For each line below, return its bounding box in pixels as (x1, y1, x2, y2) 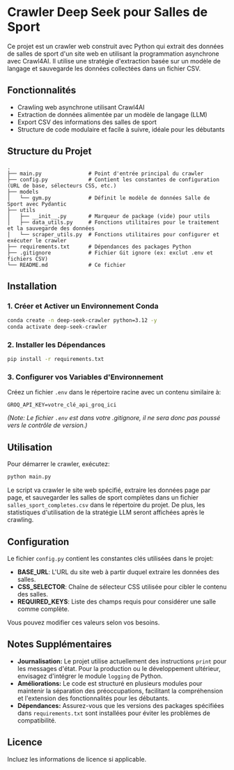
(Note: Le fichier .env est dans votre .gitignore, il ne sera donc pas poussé (7, 414, 221, 422)
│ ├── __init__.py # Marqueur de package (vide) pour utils (7, 213, 210, 220)
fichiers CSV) (7, 255, 49, 262)
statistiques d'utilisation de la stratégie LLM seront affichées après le (7, 508, 205, 516)
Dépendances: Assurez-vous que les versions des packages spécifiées (17, 701, 224, 709)
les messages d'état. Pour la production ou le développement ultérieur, (17, 664, 221, 672)
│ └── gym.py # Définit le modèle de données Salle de (7, 194, 210, 201)
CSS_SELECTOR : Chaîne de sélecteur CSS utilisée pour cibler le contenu (17, 583, 227, 591)
